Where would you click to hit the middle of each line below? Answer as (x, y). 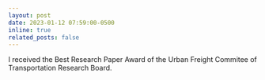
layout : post (30, 15)
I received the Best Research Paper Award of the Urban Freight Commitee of (132, 60)
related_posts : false (44, 37)
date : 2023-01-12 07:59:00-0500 (61, 23)
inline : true (30, 30)
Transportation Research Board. (60, 68)
